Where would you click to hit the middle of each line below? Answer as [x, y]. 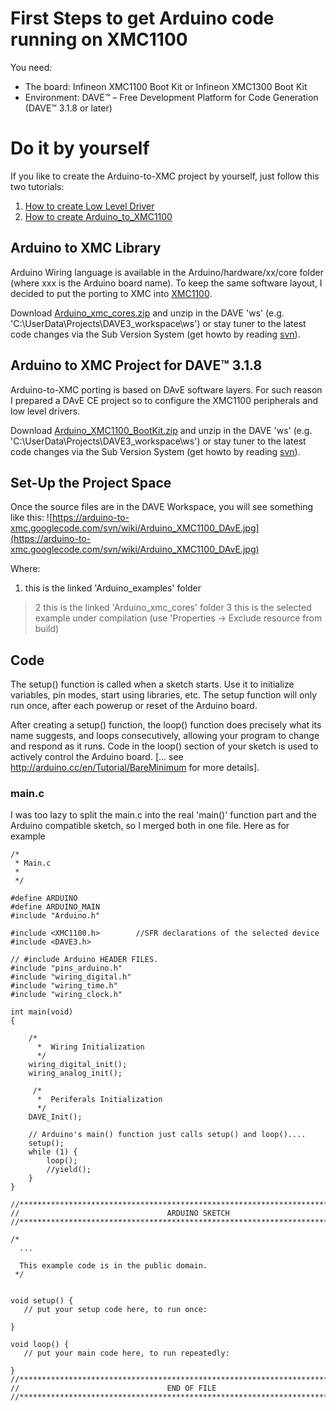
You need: [31, 67]
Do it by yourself [80, 148]
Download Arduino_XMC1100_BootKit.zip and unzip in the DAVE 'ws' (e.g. [161, 430]
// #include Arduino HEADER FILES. [84, 960]
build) [47, 629]
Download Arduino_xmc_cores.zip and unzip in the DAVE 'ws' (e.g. [147, 313]
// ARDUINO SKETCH [120, 1213]
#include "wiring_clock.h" [66, 995]
